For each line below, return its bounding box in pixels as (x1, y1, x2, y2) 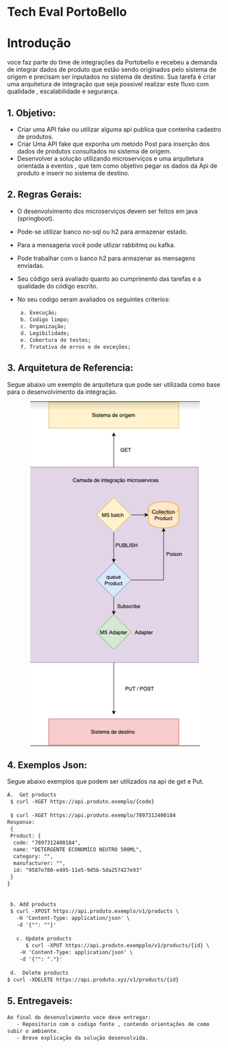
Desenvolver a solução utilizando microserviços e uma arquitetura (16, 154, 204, 162)
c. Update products (16, 936, 72, 943)
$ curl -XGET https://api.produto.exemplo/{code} (10, 799, 155, 806)
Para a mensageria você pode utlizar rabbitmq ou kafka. (16, 240, 176, 249)
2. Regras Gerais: (7, 189, 82, 201)
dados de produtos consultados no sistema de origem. (16, 147, 172, 155)
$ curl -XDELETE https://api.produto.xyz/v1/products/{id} (7, 977, 179, 984)
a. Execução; (20, 309, 58, 316)
